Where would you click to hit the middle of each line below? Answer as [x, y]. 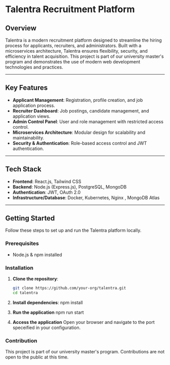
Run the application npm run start [48, 312]
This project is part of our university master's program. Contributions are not [85, 352]
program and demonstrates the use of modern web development [73, 62]
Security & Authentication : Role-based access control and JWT [80, 143]
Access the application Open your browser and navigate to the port [83, 322]
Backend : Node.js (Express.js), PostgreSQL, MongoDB [70, 187]
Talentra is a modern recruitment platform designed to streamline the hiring [83, 40]
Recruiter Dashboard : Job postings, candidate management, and [81, 111]
